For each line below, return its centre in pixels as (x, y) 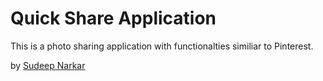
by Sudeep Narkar (48, 65)
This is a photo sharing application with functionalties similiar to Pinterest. (162, 46)
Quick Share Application (113, 18)
